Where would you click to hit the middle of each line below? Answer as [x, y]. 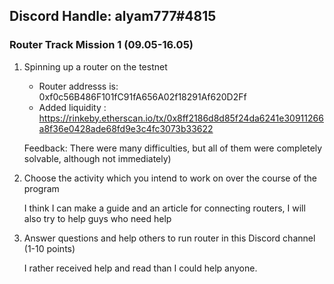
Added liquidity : [72, 107]
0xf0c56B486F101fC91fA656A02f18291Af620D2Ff [142, 96]
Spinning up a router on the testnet [95, 66]
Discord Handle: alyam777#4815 [113, 16]
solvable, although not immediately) [97, 158]
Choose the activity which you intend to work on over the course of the [170, 178]
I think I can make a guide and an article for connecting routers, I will [164, 208]
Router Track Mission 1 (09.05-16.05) [101, 45]
